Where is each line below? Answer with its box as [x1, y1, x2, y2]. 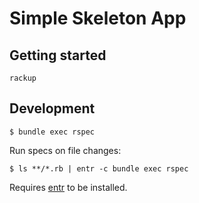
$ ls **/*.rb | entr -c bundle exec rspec [9, 163, 189, 174]
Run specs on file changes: [9, 144, 122, 156]
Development [9, 100, 96, 117]
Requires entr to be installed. [9, 181, 128, 193]
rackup [9, 73, 37, 83]
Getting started [9, 47, 107, 64]
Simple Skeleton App [9, 7, 187, 30]
